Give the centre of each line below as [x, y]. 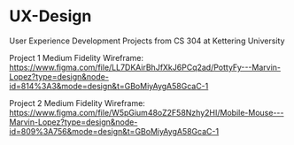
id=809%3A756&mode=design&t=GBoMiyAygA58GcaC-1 [114, 131]
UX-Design [50, 16]
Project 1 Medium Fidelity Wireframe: [77, 57]
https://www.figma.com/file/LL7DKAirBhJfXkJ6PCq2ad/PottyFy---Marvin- [145, 67]
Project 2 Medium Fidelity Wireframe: [77, 103]
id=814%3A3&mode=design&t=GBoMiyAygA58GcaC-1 [109, 86]
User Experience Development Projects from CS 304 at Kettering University [147, 41]
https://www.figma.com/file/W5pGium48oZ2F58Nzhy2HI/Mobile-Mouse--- [147, 112]
